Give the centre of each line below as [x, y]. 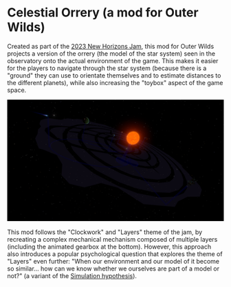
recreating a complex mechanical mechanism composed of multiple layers [112, 240]
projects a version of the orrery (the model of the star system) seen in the [111, 54]
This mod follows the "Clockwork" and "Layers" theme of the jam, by [105, 232]
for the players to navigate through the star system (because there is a [107, 68]
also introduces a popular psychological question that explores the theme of [115, 254]
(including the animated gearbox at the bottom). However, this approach [109, 247]
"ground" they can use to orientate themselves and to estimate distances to [114, 75]
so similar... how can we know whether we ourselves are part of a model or [113, 268]
